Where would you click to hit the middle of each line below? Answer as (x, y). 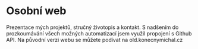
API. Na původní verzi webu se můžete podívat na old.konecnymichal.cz (95, 40)
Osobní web (36, 11)
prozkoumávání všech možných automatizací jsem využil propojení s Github (99, 33)
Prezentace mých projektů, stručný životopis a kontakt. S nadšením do (92, 27)
